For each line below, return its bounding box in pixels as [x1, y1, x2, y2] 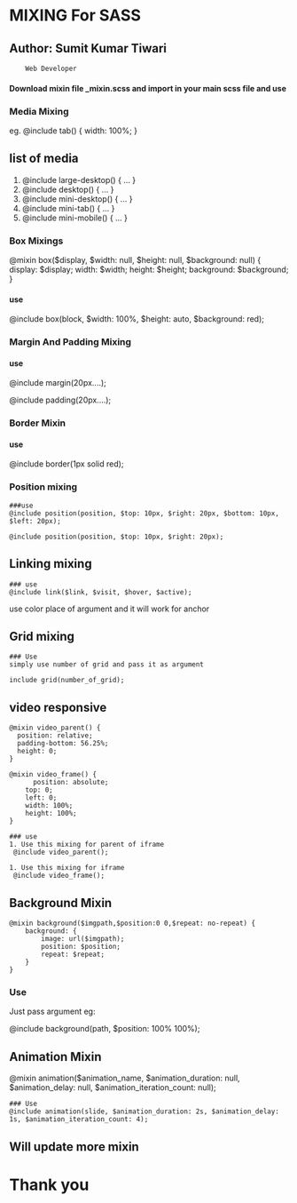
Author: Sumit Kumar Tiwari [9, 41, 167, 56]
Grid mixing [9, 628, 75, 644]
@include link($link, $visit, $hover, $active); [9, 587, 192, 596]
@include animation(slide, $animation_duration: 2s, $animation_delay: [9, 1107, 279, 1116]
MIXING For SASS [9, 5, 142, 26]
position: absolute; [32, 778, 109, 787]
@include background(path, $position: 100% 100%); [9, 1024, 200, 1034]
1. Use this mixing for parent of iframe [9, 841, 165, 849]
